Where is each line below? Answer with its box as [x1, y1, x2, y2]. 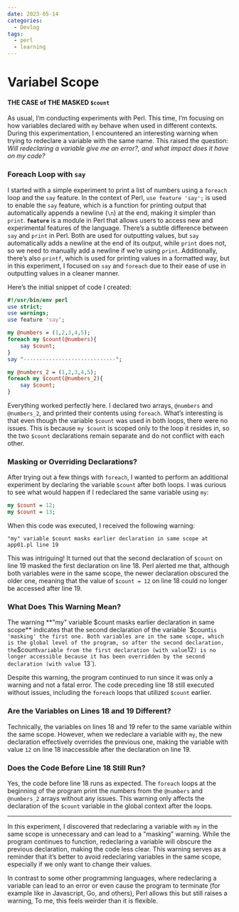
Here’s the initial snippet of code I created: [7, 283, 132, 291]
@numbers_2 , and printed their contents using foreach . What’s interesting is [7, 409, 223, 417]
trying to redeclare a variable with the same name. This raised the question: [7, 137, 229, 145]
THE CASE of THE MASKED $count [7, 98, 110, 107]
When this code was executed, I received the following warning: [7, 521, 196, 530]
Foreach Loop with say [7, 169, 86, 179]
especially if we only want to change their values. [7, 860, 152, 869]
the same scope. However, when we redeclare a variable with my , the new [7, 730, 223, 738]
